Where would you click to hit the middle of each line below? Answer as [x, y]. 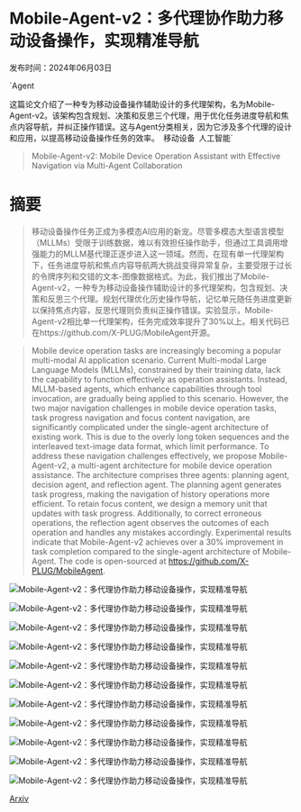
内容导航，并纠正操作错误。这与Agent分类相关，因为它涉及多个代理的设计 [155, 126]
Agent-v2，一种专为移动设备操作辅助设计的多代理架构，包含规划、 [155, 287]
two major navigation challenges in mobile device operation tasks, [154, 408]
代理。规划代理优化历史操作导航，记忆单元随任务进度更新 [186, 299]
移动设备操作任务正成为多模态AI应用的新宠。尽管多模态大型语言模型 [158, 231]
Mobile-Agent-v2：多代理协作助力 [139, 18]
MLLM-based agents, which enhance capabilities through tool [146, 389]
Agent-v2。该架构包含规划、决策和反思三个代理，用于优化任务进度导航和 [145, 115]
